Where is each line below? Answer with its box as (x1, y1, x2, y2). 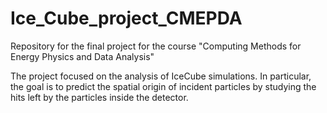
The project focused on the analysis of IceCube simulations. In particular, (10, 70, 312, 82)
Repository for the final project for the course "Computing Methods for (10, 40, 302, 52)
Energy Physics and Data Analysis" (10, 50, 155, 62)
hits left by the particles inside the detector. (10, 91, 189, 103)
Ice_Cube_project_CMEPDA (10, 7, 243, 30)
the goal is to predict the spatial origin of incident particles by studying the (10, 80, 317, 92)
